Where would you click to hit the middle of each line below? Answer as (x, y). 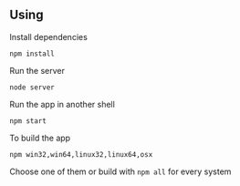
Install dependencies (49, 36)
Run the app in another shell (63, 104)
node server (32, 87)
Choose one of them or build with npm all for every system (120, 171)
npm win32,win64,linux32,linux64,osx (81, 154)
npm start (28, 121)
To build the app (40, 138)
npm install (32, 54)
